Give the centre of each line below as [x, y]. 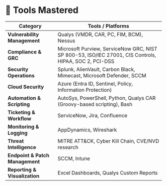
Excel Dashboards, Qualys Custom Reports [108, 173]
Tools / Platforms [108, 26]
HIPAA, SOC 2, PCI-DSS [86, 61]
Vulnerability [23, 34]
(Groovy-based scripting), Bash [95, 104]
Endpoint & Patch [29, 155]
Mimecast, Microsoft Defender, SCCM [102, 75]
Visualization [24, 176]
